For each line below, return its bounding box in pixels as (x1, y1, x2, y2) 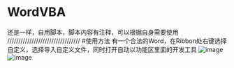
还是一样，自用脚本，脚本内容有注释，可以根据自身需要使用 (7, 28, 179, 36)
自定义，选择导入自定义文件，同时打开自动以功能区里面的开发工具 (7, 45, 197, 53)
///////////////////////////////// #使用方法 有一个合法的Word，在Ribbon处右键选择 (7, 36, 227, 45)
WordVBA (7, 4, 66, 20)
